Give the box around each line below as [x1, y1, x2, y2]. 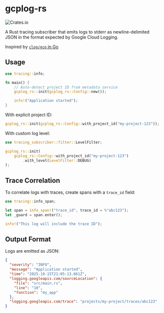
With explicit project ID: [5, 112, 53, 118]
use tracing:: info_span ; [5, 199, 56, 204]
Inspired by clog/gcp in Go [5, 44, 59, 49]
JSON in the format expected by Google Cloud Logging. [5, 34, 119, 40]
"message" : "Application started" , [9, 267, 83, 272]
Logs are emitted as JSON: [5, 248, 60, 254]
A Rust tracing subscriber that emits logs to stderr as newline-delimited [5, 29, 150, 35]
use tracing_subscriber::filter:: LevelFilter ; [5, 139, 102, 145]
